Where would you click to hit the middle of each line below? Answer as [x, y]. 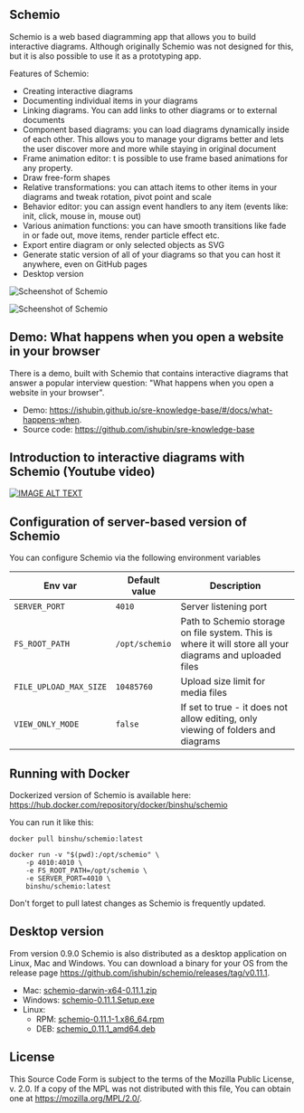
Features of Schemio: [49, 73]
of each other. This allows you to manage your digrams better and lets [153, 138]
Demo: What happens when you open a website [147, 337]
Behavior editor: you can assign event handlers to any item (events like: [155, 206]
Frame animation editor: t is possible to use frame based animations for [155, 158]
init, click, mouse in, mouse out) [82, 215]
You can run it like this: [52, 823]
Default [143, 580]
